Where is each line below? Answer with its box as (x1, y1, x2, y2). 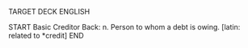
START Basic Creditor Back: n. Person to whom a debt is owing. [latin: (8, 22, 241, 31)
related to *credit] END (8, 31, 85, 40)
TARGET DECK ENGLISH (8, 7, 90, 16)
